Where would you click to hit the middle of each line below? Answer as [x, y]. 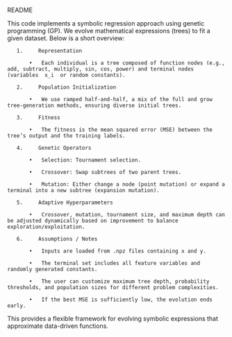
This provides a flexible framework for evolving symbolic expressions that [113, 319]
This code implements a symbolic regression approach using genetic [106, 23]
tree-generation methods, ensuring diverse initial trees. [94, 105]
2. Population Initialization [66, 87]
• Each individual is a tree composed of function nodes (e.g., [127, 63]
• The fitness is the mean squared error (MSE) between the [121, 130]
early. [17, 306]
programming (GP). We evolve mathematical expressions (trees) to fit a [109, 31]
